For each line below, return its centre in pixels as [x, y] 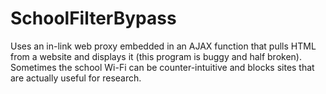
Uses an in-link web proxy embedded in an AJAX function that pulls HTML [163, 46]
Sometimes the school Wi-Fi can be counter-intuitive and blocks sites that [162, 67]
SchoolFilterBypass [93, 18]
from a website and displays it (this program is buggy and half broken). [156, 56]
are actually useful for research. [76, 78]
